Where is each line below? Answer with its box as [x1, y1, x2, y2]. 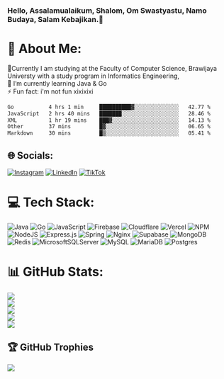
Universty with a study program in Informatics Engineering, [7, 72, 179, 80]
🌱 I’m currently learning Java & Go [7, 79, 108, 87]
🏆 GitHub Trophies [7, 341, 94, 353]
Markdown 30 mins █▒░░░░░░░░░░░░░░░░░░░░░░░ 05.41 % [7, 130, 211, 137]
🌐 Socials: [7, 149, 54, 162]
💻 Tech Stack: [7, 194, 95, 210]
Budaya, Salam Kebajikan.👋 [7, 14, 104, 24]
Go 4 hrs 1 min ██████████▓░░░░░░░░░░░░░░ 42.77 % [7, 103, 211, 111]
